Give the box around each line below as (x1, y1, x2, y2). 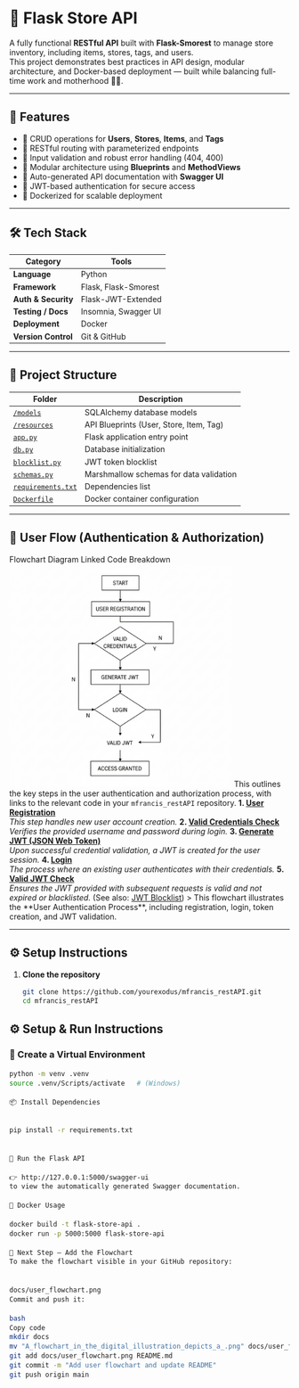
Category (25, 256, 61, 267)
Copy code (9, 1323, 46, 1332)
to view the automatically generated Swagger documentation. (9, 1182, 241, 1191)
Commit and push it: (9, 1294, 86, 1304)
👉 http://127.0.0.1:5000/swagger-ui (9, 1172, 149, 1182)
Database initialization (84, 444, 166, 455)
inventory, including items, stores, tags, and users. (9, 46, 194, 57)
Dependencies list (84, 481, 151, 492)
